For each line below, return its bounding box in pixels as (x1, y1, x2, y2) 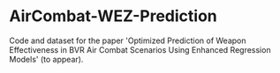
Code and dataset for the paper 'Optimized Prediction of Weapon (9, 35, 246, 46)
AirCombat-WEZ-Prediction (9, 6, 218, 26)
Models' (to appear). (9, 54, 84, 64)
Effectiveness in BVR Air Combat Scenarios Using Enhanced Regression (9, 44, 271, 55)
